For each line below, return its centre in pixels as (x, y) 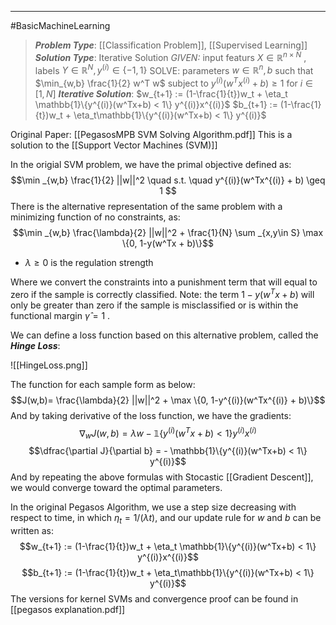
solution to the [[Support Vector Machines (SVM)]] (114, 145)
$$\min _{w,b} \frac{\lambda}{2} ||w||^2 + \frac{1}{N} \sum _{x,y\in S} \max (168, 232)
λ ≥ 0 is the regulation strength (89, 262)
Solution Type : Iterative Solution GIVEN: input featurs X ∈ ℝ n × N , (170, 56)
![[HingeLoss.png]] (49, 365)
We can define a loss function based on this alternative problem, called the (164, 335)
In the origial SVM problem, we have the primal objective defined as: (151, 164)
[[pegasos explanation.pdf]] (68, 609)
